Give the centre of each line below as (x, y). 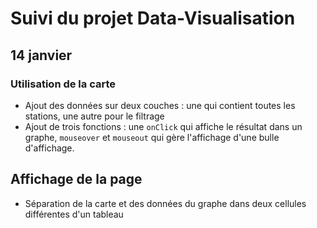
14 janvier (41, 55)
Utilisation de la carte (63, 84)
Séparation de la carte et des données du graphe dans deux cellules (165, 203)
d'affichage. (49, 148)
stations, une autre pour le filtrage (94, 116)
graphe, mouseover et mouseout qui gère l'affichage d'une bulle (152, 137)
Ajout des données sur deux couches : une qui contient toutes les (160, 105)
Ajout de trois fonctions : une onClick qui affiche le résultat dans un (163, 126)
